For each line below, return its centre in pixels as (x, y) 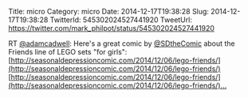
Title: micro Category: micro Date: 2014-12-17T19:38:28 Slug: (109, 11)
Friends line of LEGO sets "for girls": (68, 52)
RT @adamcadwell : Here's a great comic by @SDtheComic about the (122, 43)
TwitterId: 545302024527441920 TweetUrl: (121, 20)
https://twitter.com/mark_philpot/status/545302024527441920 (112, 28)
